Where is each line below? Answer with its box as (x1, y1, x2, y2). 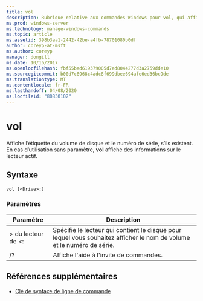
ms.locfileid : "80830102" (6, 93, 71, 99)
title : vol (6, 8, 34, 15)
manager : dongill (6, 54, 50, 60)
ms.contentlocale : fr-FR (6, 82, 69, 88)
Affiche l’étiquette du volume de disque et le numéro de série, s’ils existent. (6, 139, 193, 147)
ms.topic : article (6, 31, 53, 38)
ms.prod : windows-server (6, 20, 69, 26)
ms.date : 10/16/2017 (6, 59, 59, 65)
